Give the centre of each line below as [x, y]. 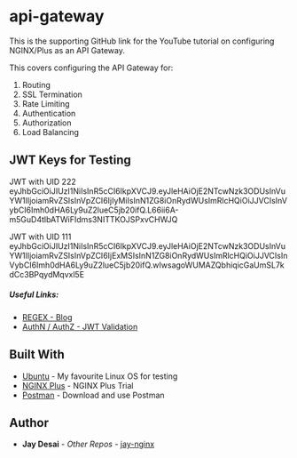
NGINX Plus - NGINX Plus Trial [78, 385]
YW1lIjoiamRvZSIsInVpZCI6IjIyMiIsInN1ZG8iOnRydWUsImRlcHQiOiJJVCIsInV [148, 200]
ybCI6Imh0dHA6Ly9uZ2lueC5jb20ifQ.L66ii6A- [94, 210]
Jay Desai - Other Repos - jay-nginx [88, 444]
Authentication [49, 113]
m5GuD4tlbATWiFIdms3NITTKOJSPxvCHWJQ [94, 219]
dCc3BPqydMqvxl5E [47, 274]
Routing [36, 84]
